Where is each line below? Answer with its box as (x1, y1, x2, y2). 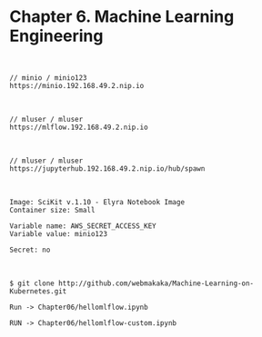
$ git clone (9, 279, 55, 288)
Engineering (9, 25, 104, 46)
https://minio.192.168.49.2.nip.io (9, 81, 145, 90)
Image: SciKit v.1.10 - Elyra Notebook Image (9, 197, 185, 206)
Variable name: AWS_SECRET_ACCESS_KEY (9, 221, 156, 231)
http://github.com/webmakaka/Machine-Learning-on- (57, 279, 255, 288)
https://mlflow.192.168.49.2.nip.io (9, 123, 148, 132)
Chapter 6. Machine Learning (9, 6, 235, 27)
